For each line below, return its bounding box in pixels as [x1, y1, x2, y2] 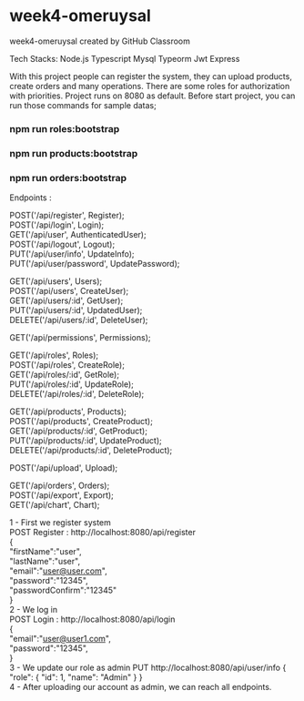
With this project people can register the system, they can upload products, [9, 70, 293, 82]
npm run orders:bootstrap [9, 171, 127, 184]
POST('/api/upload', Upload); [9, 462, 118, 473]
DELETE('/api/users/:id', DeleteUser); [9, 315, 148, 326]
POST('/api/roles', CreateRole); [9, 360, 126, 371]
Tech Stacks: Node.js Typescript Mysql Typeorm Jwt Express [9, 53, 240, 64]
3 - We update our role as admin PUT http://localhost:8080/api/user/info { [9, 662, 287, 674]
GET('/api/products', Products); [9, 406, 127, 417]
